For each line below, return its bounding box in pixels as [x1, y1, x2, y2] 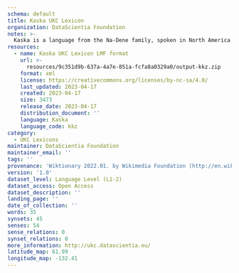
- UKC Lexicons [14, 136, 59, 143]
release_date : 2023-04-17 [20, 103, 97, 110]
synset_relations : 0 [7, 235, 69, 242]
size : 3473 [20, 97, 53, 104]
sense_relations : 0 [7, 228, 65, 235]
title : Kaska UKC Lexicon [7, 17, 84, 24]
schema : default [7, 10, 55, 18]
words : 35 [7, 209, 37, 216]
